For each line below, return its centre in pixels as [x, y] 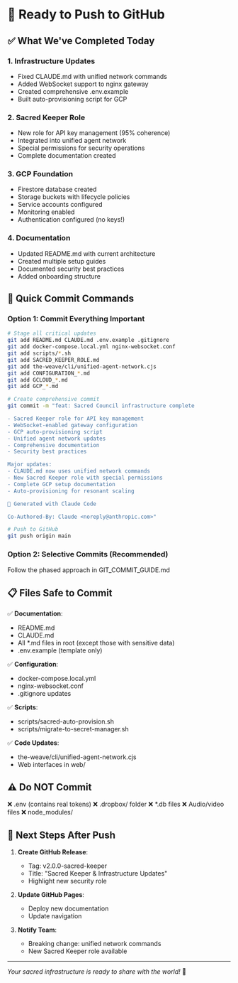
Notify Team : [37, 930]
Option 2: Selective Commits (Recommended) [88, 554]
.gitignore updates [44, 694]
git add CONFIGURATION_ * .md [49, 373]
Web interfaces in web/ [52, 765]
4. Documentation [39, 238]
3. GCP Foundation [40, 174]
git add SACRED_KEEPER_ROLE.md [53, 360]
